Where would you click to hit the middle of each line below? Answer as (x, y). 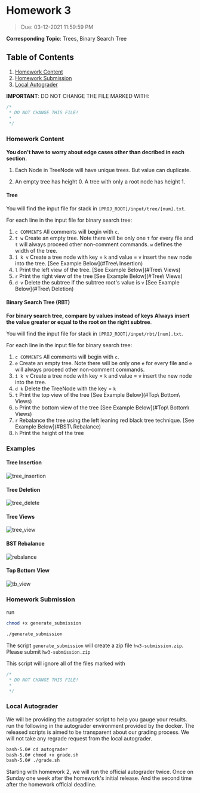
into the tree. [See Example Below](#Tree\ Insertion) (79, 263)
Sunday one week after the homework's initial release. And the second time (99, 778)
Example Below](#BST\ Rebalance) (58, 426)
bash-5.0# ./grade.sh (33, 760)
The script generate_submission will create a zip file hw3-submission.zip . (95, 645)
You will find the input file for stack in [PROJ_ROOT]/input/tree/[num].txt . (96, 208)
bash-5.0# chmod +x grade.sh (42, 755)
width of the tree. (36, 250)
